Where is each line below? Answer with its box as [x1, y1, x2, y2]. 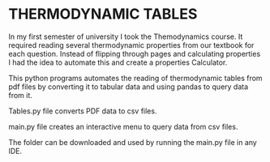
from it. [8, 90, 32, 100]
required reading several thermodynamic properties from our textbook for [8, 40, 255, 49]
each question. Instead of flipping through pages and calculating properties [8, 49, 261, 58]
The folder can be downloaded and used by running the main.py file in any [8, 137, 257, 147]
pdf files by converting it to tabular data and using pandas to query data [8, 82, 249, 92]
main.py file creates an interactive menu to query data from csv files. [8, 122, 238, 131]
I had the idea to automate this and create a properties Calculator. [8, 58, 228, 67]
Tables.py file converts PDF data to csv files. [8, 106, 157, 116]
